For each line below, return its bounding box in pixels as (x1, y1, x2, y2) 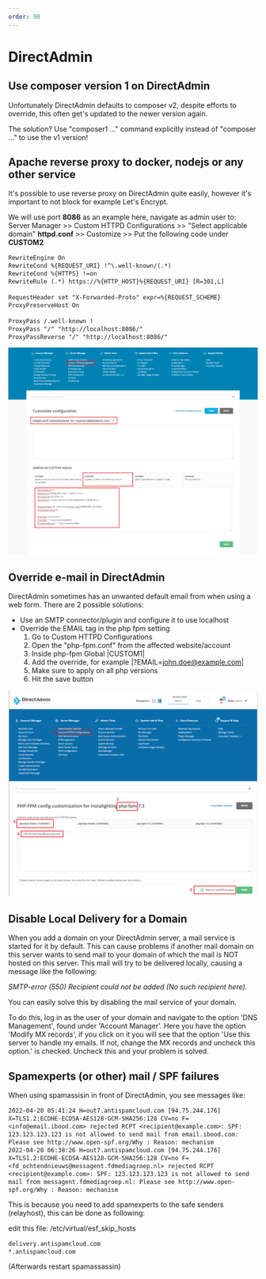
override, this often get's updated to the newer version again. (8, 108, 208, 118)
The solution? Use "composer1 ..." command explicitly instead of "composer (8, 124, 256, 134)
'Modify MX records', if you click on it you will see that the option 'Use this (8, 1030, 251, 1039)
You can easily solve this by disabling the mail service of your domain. (8, 998, 237, 1007)
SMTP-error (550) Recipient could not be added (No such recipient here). (8, 982, 248, 992)
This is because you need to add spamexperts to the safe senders (8, 1200, 224, 1209)
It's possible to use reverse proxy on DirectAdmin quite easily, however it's (8, 188, 252, 198)
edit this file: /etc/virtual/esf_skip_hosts (8, 1224, 136, 1233)
